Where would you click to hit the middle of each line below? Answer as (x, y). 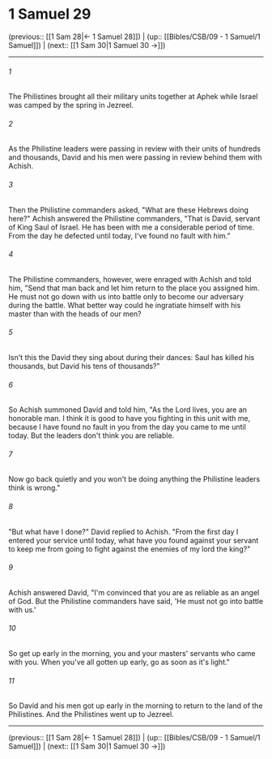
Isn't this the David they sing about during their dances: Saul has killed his (132, 357)
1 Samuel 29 (50, 14)
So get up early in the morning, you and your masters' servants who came (132, 653)
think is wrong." (34, 488)
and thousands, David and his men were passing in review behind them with (135, 157)
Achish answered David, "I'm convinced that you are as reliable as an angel (134, 592)
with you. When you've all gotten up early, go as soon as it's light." (119, 662)
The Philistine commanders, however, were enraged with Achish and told (130, 279)
